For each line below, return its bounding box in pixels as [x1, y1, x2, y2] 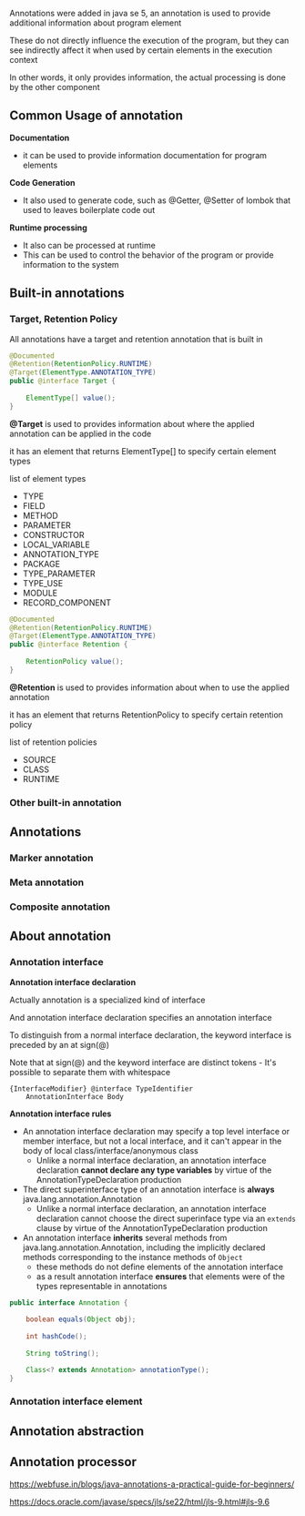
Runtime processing [9, 222, 88, 233]
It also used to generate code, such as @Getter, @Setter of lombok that [22, 195, 291, 206]
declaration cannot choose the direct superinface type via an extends [36, 1213, 296, 1224]
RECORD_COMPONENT [22, 596, 112, 608]
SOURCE [22, 754, 56, 765]
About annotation [9, 929, 112, 944]
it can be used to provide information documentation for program [22, 149, 267, 160]
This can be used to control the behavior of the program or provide [22, 249, 275, 260]
